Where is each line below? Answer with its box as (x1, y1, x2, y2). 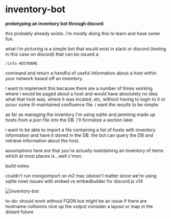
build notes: (5, 162, 30, 169)
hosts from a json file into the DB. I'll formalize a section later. (5, 116, 134, 123)
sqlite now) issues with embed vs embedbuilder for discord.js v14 (5, 178, 143, 184)
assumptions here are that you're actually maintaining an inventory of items (5, 147, 164, 154)
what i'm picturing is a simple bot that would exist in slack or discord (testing (5, 45, 166, 52)
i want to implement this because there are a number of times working (5, 85, 153, 91)
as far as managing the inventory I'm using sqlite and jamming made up (5, 111, 156, 117)
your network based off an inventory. (5, 75, 83, 81)
